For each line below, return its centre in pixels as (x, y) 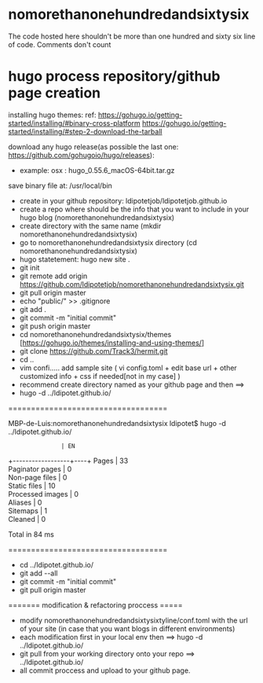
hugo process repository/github (114, 77)
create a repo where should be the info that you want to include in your (134, 209)
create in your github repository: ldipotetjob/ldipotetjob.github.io (123, 200)
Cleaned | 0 (27, 519)
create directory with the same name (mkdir (90, 226)
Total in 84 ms (31, 534)
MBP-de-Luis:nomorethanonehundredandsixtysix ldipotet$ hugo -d (117, 423)
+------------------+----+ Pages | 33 (68, 461)
